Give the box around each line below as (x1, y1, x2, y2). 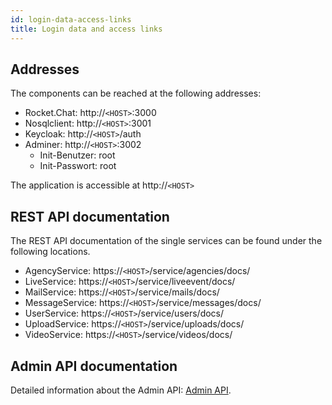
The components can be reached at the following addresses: (10, 87, 262, 100)
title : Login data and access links (10, 24, 163, 34)
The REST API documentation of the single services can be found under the (10, 235, 323, 247)
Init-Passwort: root (39, 160, 117, 172)
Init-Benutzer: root (39, 149, 116, 161)
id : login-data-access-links (10, 14, 132, 25)
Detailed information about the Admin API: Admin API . (10, 384, 232, 396)
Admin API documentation (10, 357, 178, 375)
